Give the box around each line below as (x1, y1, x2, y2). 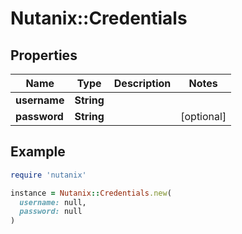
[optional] (180, 110, 227, 123)
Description (113, 77, 172, 90)
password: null (19, 207, 83, 217)
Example (10, 143, 66, 161)
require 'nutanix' (10, 170, 87, 180)
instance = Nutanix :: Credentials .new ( (10, 188, 172, 198)
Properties (10, 47, 78, 64)
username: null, (19, 197, 87, 207)
